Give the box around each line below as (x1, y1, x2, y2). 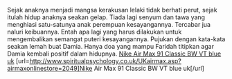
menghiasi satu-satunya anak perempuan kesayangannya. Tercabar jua (7, 21, 211, 28)
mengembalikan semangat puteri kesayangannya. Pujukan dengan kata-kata (7, 35, 226, 43)
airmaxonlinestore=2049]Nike (7, 65, 93, 72)
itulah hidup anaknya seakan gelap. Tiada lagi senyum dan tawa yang (7, 13, 206, 21)
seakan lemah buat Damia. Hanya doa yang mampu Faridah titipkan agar (7, 43, 215, 50)
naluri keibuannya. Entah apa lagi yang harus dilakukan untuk (7, 27, 182, 36)
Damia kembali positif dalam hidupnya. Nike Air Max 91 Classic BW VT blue (7, 49, 222, 58)
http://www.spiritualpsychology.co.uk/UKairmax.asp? (29, 57, 181, 65)
